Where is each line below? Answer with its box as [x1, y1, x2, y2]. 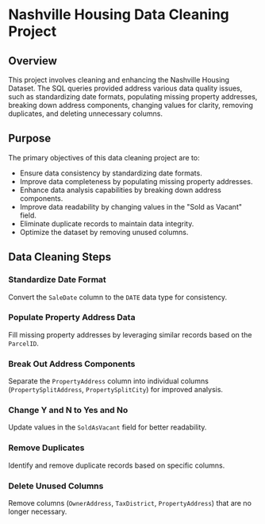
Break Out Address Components [8, 358, 136, 369]
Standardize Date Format [8, 274, 107, 285]
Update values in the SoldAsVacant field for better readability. [8, 422, 207, 432]
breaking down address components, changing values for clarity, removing [8, 101, 254, 110]
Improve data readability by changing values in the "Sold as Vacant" [19, 202, 242, 211]
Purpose [8, 132, 52, 145]
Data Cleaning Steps [8, 250, 112, 264]
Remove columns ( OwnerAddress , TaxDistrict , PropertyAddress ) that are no [8, 498, 252, 507]
